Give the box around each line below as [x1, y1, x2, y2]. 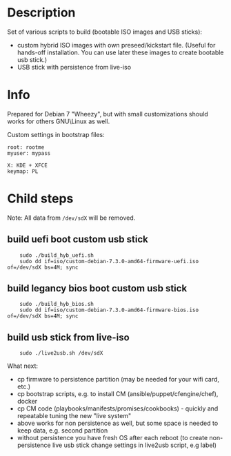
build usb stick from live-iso [7, 331, 130, 343]
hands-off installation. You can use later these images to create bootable [17, 48, 224, 56]
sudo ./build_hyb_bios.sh [19, 301, 94, 308]
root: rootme [7, 143, 45, 151]
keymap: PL [7, 167, 39, 175]
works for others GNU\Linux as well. [7, 117, 110, 125]
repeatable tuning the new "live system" [17, 412, 132, 420]
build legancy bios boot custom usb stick [7, 282, 188, 294]
